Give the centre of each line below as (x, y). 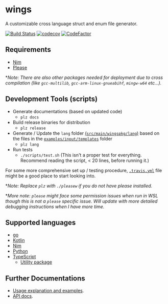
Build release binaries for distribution (51, 122)
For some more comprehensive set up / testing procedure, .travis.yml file (84, 170)
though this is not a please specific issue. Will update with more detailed (81, 201)
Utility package (36, 262)
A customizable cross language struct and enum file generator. (71, 24)
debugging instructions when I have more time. (55, 207)
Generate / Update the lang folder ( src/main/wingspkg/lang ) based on (86, 133)
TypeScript (24, 257)
